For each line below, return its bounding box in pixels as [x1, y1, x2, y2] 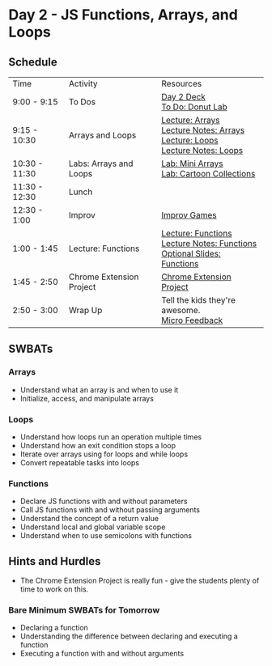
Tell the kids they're [161, 295, 236, 305]
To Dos [68, 96, 96, 107]
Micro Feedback [161, 315, 223, 325]
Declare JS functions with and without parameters [19, 496, 188, 507]
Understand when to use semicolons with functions [19, 531, 193, 541]
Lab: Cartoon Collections [161, 168, 256, 179]
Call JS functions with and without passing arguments [19, 505, 201, 515]
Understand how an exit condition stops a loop [19, 440, 176, 450]
